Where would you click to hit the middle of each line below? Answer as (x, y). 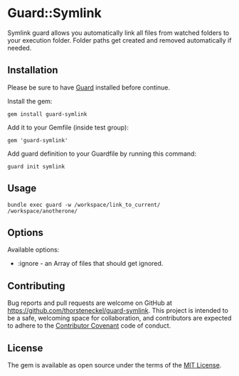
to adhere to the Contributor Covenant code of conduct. (89, 326)
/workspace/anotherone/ (43, 211)
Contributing (36, 286)
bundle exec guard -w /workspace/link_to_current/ (84, 205)
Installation (33, 70)
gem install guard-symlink (47, 114)
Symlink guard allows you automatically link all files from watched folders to (118, 33)
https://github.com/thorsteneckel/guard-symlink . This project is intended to (118, 311)
